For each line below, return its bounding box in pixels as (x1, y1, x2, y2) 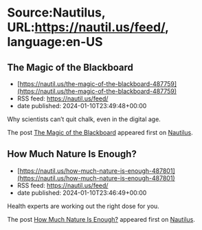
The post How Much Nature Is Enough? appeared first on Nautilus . (7, 215, 196, 223)
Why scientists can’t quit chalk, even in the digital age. (7, 115, 161, 123)
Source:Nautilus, (7, 5, 106, 21)
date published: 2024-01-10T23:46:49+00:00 (16, 188, 147, 197)
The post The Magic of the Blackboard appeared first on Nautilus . (7, 129, 194, 136)
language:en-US (7, 34, 103, 50)
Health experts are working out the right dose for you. (7, 202, 159, 210)
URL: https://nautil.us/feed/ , (7, 19, 169, 35)
